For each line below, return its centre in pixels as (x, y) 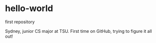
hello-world (29, 8)
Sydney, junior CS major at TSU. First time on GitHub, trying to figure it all (78, 31)
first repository (20, 22)
